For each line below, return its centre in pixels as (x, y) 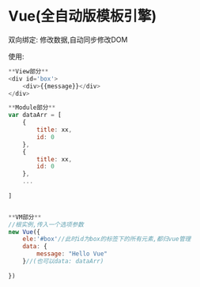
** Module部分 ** (32, 108)
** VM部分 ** (25, 217)
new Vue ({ (25, 232)
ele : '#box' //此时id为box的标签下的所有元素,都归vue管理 (107, 239)
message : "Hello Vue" (72, 254)
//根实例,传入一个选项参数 (46, 225)
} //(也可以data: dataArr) (63, 262)
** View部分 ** (28, 71)
